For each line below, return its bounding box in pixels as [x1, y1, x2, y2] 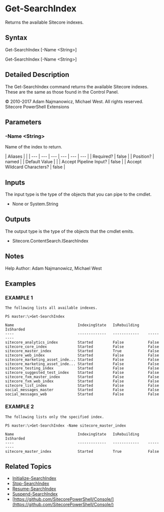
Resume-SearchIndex [12, 486, 56, 492]
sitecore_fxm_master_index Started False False [5, 374, 160, 380]
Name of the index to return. [5, 144, 62, 150]
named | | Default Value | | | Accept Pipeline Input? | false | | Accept [5, 159, 142, 165]
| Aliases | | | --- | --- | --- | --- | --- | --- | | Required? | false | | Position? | [5, 153, 155, 159]
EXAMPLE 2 [5, 403, 34, 410]
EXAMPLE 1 [5, 294, 33, 301]
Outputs [5, 215, 31, 223]
